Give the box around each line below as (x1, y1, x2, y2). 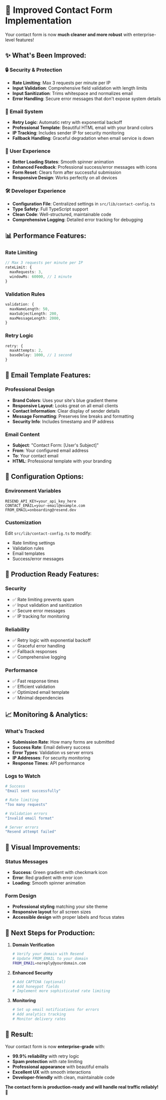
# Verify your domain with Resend (12, 952, 84, 957)
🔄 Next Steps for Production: (5, 928, 95, 937)
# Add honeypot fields (12, 984, 59, 989)
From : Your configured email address (12, 447, 89, 453)
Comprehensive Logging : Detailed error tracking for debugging (12, 217, 143, 222)
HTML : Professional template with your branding (12, 458, 112, 464)
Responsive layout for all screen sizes (12, 909, 91, 915)
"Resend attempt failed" (5, 829, 56, 834)
